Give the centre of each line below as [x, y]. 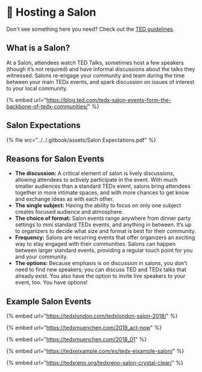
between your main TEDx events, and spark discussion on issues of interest [100, 82]
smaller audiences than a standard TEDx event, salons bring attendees [103, 186]
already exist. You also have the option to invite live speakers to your [100, 276]
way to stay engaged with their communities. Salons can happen [95, 244]
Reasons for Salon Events [55, 159]
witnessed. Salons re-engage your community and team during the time [96, 75]
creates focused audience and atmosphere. [69, 212]
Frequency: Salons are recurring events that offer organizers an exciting [105, 237]
